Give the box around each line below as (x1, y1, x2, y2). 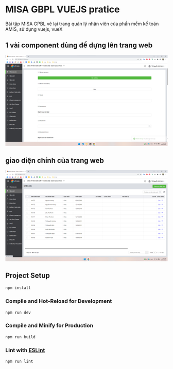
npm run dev (5, 310, 31, 315)
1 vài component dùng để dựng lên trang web (5, 41, 153, 50)
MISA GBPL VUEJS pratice (5, 4, 120, 15)
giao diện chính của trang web (5, 156, 105, 165)
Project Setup (5, 271, 50, 280)
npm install (5, 285, 31, 291)
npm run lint (5, 359, 33, 364)
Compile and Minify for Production (5, 322, 94, 329)
